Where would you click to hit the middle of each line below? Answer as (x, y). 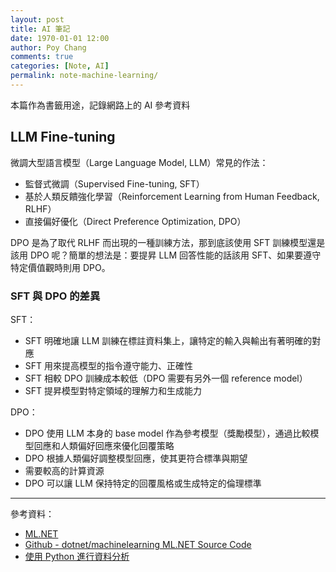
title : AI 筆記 (40, 29)
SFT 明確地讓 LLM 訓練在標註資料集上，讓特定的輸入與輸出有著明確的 (168, 340)
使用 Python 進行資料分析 (77, 556)
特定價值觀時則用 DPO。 (60, 267)
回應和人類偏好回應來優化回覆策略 (104, 445)
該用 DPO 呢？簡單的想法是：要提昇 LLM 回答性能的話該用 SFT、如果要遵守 (166, 255)
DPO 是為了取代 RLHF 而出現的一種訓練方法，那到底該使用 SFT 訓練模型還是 (168, 242)
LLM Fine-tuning (63, 137)
